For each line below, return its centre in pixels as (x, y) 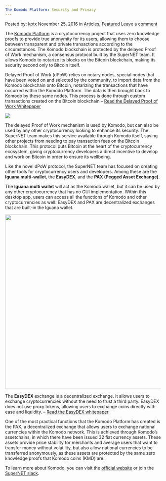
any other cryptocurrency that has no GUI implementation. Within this (76, 192)
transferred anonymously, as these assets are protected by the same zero (80, 453)
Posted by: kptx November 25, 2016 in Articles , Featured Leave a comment (81, 24)
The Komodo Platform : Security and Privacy (51, 10)
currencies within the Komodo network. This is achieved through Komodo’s (82, 432)
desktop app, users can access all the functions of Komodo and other (76, 197)
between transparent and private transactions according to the (69, 44)
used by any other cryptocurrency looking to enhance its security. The (77, 130)
